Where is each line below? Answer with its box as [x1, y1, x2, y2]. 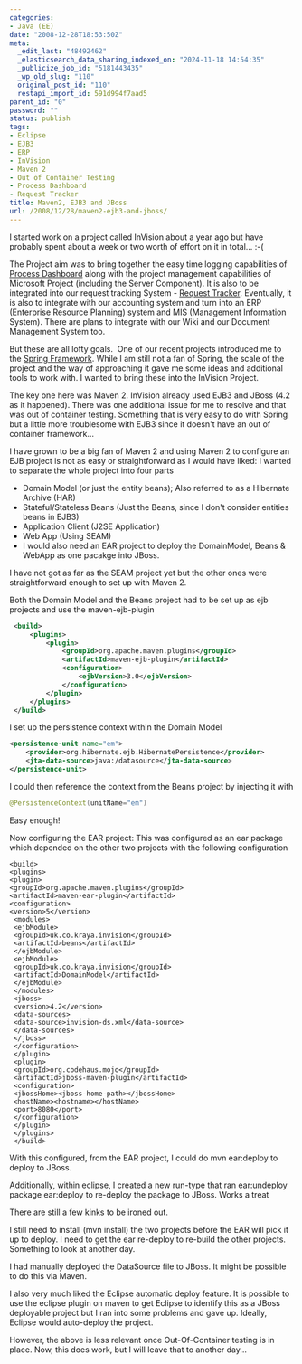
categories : [9, 13, 54, 23]
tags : [9, 123, 30, 132]
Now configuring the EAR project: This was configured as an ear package [9, 832, 283, 843]
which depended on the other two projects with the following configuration [9, 842, 288, 853]
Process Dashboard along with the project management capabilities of [9, 268, 272, 279]
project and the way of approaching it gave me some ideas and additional [9, 363, 283, 374]
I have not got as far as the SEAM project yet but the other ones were [9, 567, 268, 578]
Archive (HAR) [22, 492, 77, 503]
